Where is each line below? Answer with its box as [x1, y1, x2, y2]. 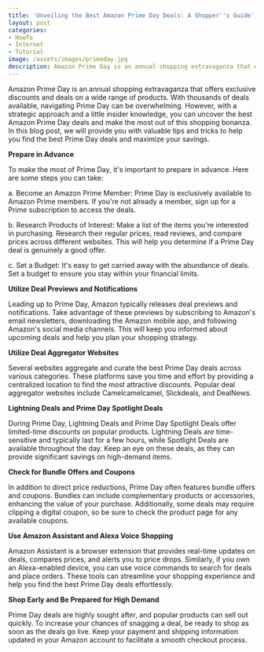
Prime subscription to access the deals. [8, 205, 136, 214]
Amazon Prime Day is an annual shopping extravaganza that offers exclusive [8, 84, 256, 93]
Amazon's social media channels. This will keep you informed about [8, 324, 228, 334]
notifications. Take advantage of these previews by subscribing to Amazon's [8, 307, 256, 317]
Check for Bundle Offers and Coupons [8, 467, 135, 476]
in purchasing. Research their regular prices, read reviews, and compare [8, 229, 242, 238]
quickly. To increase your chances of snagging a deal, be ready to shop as [8, 618, 249, 628]
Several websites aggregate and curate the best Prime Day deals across [8, 363, 242, 372]
